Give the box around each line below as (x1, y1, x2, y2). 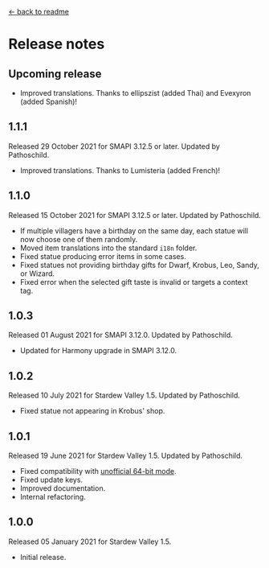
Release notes (8, 35, 105, 53)
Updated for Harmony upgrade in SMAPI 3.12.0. (19, 346, 177, 356)
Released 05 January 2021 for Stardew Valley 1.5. (8, 537, 172, 546)
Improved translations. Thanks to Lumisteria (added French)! (19, 165, 221, 175)
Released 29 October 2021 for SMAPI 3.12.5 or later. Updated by (8, 141, 221, 151)
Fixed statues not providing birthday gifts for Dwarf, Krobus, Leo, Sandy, (19, 260, 259, 270)
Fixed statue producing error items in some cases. (19, 251, 186, 261)
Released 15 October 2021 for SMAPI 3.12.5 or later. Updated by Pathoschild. (8, 210, 261, 220)
